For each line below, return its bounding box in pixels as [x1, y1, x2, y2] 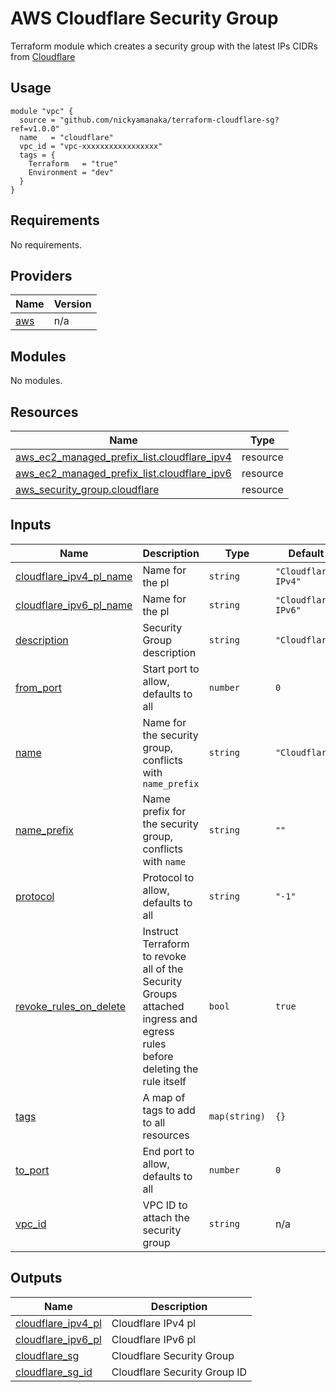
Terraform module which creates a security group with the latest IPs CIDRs [10, 40, 318, 52]
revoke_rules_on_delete [15, 999, 127, 1013]
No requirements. [10, 238, 83, 251]
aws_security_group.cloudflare [15, 483, 160, 496]
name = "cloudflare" [19, 132, 114, 142]
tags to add [142, 1103, 196, 1117]
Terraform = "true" [28, 158, 118, 169]
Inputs [10, 517, 52, 534]
